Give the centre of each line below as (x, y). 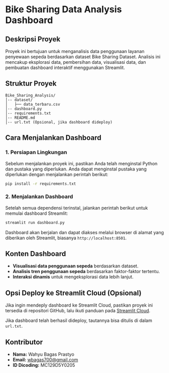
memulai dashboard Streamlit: (37, 213)
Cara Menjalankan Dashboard (53, 138)
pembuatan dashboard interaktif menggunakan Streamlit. (65, 68)
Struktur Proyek (31, 83)
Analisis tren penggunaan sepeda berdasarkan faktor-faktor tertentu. (86, 271)
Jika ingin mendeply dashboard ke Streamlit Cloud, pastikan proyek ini (79, 305)
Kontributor (24, 342)
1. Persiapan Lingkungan (36, 153)
